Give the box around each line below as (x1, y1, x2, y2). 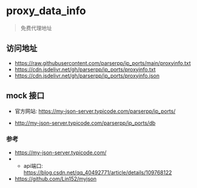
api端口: (23, 162, 43, 169)
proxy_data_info (6, 4, 87, 18)
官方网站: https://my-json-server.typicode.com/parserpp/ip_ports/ (14, 108, 176, 115)
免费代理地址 (20, 24, 52, 31)
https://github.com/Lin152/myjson (14, 175, 97, 182)
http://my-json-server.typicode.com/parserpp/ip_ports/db (14, 119, 156, 127)
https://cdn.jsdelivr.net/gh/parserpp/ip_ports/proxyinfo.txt (14, 66, 156, 73)
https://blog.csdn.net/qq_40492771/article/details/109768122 (23, 168, 172, 176)
